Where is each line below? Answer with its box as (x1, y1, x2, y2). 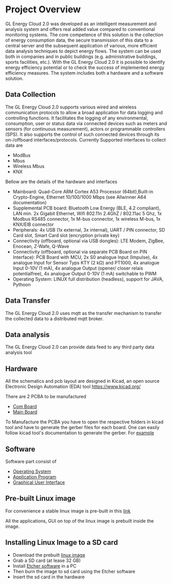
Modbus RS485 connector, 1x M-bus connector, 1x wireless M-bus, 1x (12, 216, 161, 222)
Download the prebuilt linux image (12, 552, 86, 558)
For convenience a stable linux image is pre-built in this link (5, 508, 131, 514)
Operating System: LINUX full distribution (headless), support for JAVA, (12, 276, 164, 282)
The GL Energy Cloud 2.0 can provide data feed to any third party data (5, 344, 155, 350)
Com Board (12, 403, 37, 410)
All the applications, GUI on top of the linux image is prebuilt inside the (5, 518, 154, 524)
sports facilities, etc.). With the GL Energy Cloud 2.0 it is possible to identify (5, 59, 165, 65)
